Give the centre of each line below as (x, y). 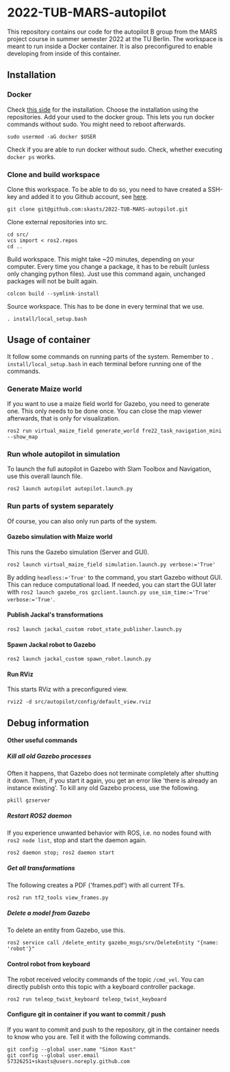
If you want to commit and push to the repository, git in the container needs (113, 1029)
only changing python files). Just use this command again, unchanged (106, 274)
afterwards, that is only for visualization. (63, 418)
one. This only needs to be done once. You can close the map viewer (104, 411)
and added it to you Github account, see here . (84, 196)
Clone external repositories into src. (57, 222)
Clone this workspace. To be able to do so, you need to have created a (107, 189)
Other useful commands (42, 740)
